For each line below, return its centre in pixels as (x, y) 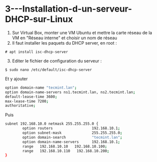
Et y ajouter (16, 79)
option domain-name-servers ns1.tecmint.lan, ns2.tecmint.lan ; (70, 92)
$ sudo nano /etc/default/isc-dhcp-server (48, 70)
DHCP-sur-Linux (39, 19)
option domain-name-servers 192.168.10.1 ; (71, 142)
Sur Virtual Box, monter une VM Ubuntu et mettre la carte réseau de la (82, 32)
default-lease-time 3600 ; (31, 97)
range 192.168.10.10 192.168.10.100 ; (65, 146)
